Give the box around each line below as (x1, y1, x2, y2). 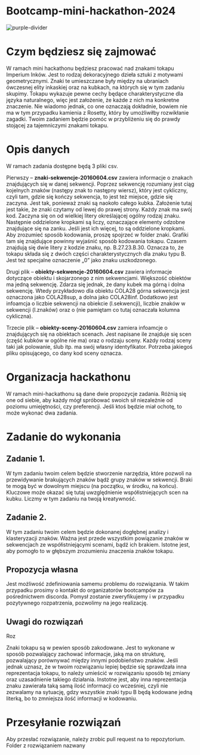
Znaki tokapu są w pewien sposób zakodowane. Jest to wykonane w (6, 644, 175, 652)
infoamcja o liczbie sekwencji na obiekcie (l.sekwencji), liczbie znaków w (6, 300, 186, 307)
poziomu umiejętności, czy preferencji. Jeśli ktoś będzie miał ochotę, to (6, 403, 182, 410)
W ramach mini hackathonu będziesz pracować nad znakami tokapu (6, 65, 174, 72)
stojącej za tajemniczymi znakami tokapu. (6, 121, 109, 129)
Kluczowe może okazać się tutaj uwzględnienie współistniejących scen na (6, 489, 189, 496)
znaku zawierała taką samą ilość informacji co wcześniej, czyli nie (6, 682, 168, 689)
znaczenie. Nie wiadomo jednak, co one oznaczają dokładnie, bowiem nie (6, 103, 188, 110)
